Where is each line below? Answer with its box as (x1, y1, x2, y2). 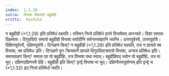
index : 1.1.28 (5, 7, 38, 13)
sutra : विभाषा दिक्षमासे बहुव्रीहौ (5, 12, 57, 17)
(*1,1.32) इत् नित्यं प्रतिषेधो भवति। (5, 65, 63, 71)
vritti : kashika (5, 17, 42, 22)
